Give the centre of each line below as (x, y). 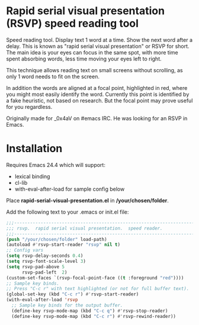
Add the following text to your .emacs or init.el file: (68, 212)
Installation (34, 149)
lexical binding (32, 176)
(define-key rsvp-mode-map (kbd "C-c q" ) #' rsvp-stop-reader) (90, 311)
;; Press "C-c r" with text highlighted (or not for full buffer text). (98, 289)
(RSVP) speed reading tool (73, 23)
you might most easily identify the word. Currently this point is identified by (98, 94)
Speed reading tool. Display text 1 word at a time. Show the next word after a (99, 40)
